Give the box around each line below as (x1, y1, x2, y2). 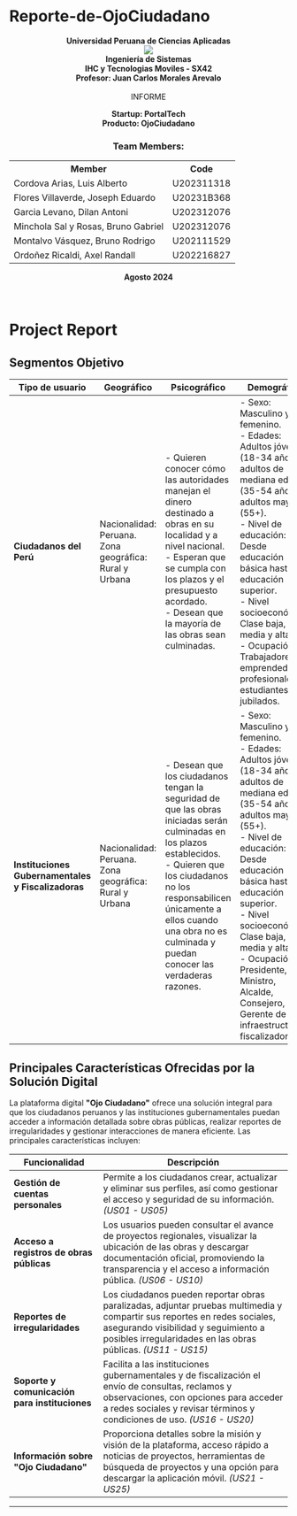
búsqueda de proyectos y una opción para (103, 1461, 279, 1474)
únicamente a (164, 903, 222, 915)
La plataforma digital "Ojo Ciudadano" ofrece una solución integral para (9, 1097, 272, 1108)
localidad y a (164, 529, 218, 542)
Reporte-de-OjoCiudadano (9, 6, 210, 27)
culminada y (164, 936, 217, 949)
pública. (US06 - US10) (103, 1274, 203, 1287)
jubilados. (240, 695, 280, 707)
